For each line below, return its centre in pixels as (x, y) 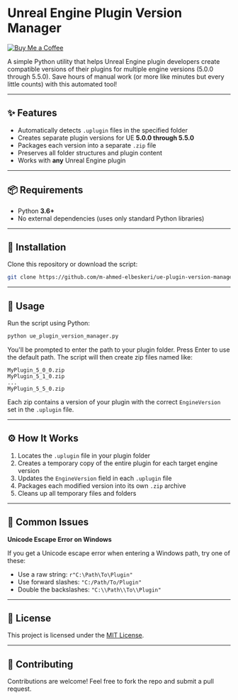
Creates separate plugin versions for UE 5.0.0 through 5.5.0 (106, 138)
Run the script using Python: (49, 323)
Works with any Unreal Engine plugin (72, 160)
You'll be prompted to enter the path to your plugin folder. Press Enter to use (119, 350)
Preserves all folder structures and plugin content (90, 152)
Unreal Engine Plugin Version (95, 13)
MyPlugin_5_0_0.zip (36, 370)
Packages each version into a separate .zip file (87, 145)
